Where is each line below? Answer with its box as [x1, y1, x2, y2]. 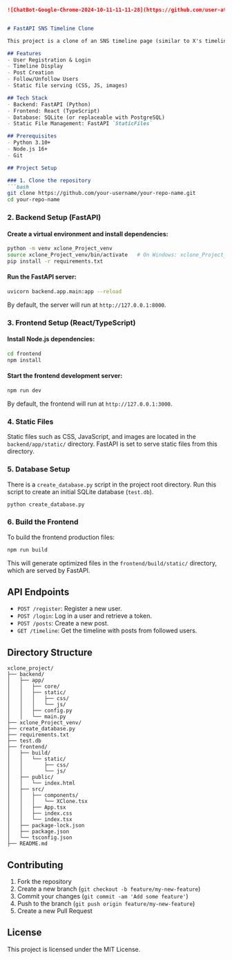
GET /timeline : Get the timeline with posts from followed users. [17, 626, 197, 635]
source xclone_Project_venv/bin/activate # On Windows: [7, 252, 177, 258]
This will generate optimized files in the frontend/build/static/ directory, [7, 558, 217, 567]
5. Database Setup [7, 464, 70, 474]
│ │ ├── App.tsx [7, 804, 67, 811]
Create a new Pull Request [17, 906, 93, 915]
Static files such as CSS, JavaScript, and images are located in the [7, 433, 197, 441]
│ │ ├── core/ [7, 683, 60, 690]
